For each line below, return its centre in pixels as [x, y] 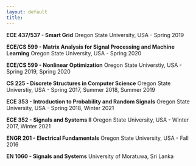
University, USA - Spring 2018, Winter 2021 [60, 108]
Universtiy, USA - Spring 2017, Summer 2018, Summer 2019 [81, 89]
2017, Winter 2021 [29, 126]
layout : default [27, 12]
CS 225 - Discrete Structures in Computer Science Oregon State [89, 83]
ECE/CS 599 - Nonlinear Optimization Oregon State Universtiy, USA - [94, 65]
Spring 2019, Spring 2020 [39, 71]
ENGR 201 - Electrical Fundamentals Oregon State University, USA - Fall [97, 138]
